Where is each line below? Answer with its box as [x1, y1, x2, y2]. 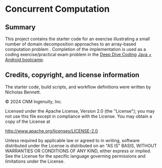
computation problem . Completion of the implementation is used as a [5, 47, 146, 52]
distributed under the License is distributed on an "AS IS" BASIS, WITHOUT [5, 143, 157, 148]
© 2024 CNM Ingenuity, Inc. [5, 98, 62, 104]
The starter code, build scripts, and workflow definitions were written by [5, 84, 151, 90]
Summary [5, 23, 36, 31]
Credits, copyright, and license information [5, 71, 140, 79]
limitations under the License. [5, 158, 65, 164]
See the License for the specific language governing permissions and [5, 153, 146, 159]
